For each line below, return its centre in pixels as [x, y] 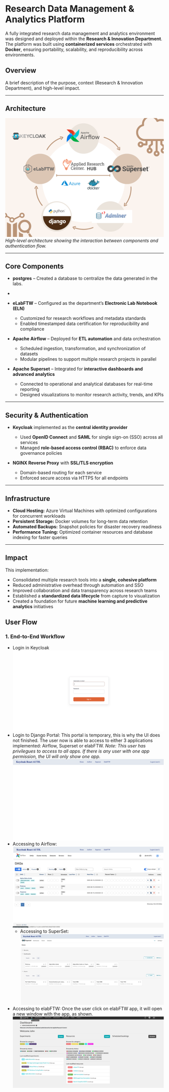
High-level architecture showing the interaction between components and [82, 240]
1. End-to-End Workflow [35, 637]
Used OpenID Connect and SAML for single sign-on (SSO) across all [91, 437]
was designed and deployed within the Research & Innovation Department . [84, 39]
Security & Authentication [47, 415]
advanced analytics [34, 374]
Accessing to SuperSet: [45, 932]
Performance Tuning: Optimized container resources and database [82, 532]
